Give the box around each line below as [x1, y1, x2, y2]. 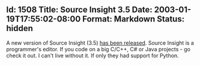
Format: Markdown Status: [82, 14, 185, 24]
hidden [6, 23, 33, 33]
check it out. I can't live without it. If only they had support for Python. [6, 52, 179, 59]
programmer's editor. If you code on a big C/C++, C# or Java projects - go [6, 45, 191, 52]
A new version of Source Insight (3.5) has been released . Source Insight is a [6, 39, 194, 47]
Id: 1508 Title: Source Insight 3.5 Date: [6, 5, 153, 15]
